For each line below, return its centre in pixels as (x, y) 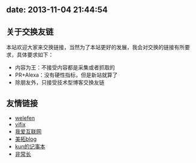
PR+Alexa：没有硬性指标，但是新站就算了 (66, 75)
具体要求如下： (35, 55)
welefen (25, 118)
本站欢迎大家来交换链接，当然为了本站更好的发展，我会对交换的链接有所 (95, 47)
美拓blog (26, 139)
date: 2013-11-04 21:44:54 (57, 10)
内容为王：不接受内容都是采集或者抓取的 (65, 68)
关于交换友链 (30, 31)
